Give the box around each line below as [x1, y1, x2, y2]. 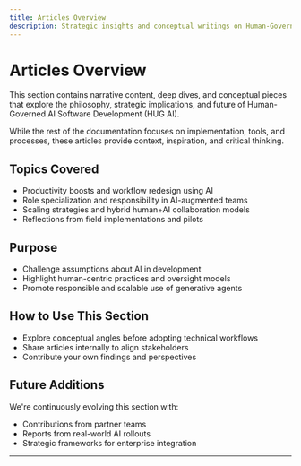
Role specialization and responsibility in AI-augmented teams [21, 194, 248, 206]
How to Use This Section [9, 308, 150, 324]
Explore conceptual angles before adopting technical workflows [21, 332, 258, 343]
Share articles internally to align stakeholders [21, 341, 189, 352]
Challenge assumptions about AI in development [21, 263, 202, 274]
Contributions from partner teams [21, 419, 147, 429]
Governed [9, 108, 47, 119]
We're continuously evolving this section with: [9, 401, 179, 412]
